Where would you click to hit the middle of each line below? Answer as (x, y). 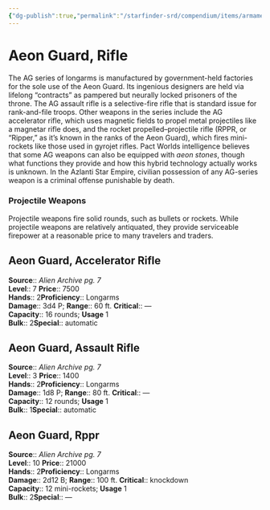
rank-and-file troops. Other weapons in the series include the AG (116, 112)
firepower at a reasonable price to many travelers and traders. (111, 235)
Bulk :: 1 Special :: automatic (52, 410)
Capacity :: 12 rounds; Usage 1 (58, 402)
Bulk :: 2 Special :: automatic (53, 323)
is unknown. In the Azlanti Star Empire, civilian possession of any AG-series (133, 171)
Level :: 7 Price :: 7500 (44, 288)
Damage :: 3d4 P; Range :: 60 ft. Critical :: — (80, 305)
